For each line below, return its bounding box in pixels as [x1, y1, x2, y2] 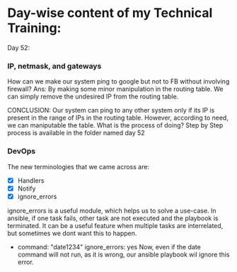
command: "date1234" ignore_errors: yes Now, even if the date [17, 242, 202, 251]
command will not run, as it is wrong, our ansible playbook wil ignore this [17, 250, 230, 259]
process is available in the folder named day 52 [7, 129, 145, 137]
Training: [7, 20, 62, 36]
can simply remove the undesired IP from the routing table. [7, 92, 179, 101]
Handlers [17, 176, 45, 185]
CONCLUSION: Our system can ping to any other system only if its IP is [7, 106, 215, 115]
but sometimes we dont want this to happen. [7, 229, 137, 237]
